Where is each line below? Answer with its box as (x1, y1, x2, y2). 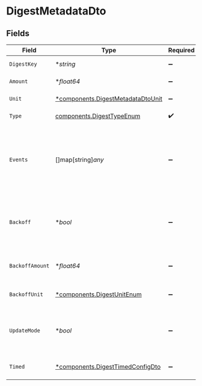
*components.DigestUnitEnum (55, 290, 142, 299)
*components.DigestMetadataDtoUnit (55, 95, 163, 103)
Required (168, 46, 195, 54)
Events (9, 157, 28, 163)
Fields (6, 28, 30, 39)
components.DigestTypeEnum (55, 112, 141, 120)
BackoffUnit (9, 291, 44, 297)
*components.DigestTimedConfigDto (55, 363, 161, 371)
